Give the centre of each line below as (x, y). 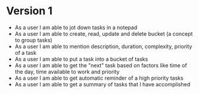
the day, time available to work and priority (67, 71)
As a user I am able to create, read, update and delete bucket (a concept (104, 33)
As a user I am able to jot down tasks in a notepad (76, 27)
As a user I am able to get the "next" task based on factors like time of (101, 65)
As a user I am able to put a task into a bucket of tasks (81, 59)
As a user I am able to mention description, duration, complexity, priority (103, 46)
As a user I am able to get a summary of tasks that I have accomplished (102, 84)
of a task (26, 52)
